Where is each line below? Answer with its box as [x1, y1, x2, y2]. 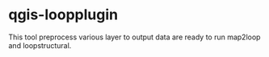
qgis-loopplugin [8, 6, 119, 24]
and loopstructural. [8, 40, 72, 50]
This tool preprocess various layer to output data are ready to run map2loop [8, 32, 261, 42]
